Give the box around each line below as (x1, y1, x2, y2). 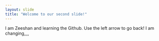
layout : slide (5, 7, 35, 12)
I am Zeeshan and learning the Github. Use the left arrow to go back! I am (5, 25, 155, 31)
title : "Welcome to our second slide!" (5, 12, 87, 17)
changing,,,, (5, 30, 30, 36)
